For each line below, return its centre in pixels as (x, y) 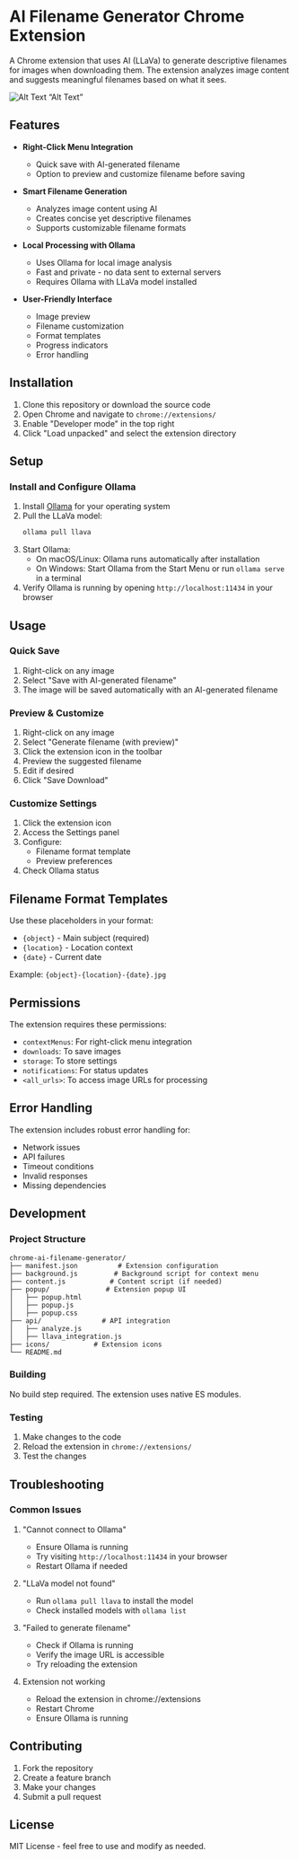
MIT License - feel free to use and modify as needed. (108, 1847)
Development (48, 1214)
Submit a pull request (61, 1796)
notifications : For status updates (85, 1071)
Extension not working (64, 1681)
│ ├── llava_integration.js (66, 1336)
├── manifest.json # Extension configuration (114, 1265)
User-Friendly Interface (67, 299)
